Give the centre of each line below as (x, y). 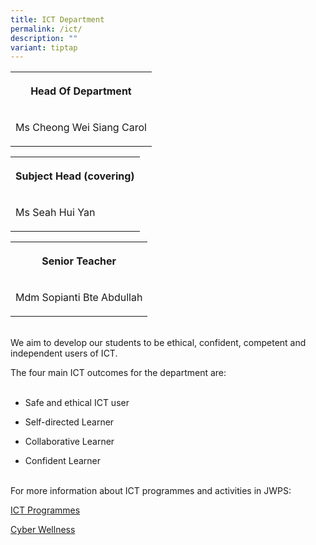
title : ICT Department (57, 19)
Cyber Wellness (43, 530)
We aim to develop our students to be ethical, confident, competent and (158, 343)
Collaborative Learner (69, 442)
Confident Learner (63, 461)
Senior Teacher (79, 261)
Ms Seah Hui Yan (55, 213)
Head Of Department (81, 91)
